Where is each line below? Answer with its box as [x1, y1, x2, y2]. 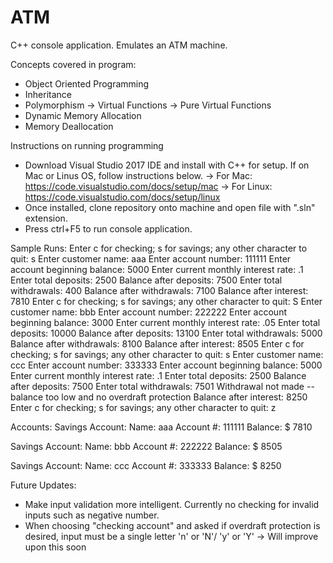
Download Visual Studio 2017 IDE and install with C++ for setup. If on [24, 159, 310, 171]
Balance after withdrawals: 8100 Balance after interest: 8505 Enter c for [10, 337, 305, 350]
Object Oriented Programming [24, 77, 150, 90]
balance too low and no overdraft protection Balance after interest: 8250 [10, 391, 308, 403]
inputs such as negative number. [24, 509, 160, 521]
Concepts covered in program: [10, 58, 137, 70]
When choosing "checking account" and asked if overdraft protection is [24, 519, 321, 531]
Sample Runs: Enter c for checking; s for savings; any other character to [10, 242, 308, 254]
